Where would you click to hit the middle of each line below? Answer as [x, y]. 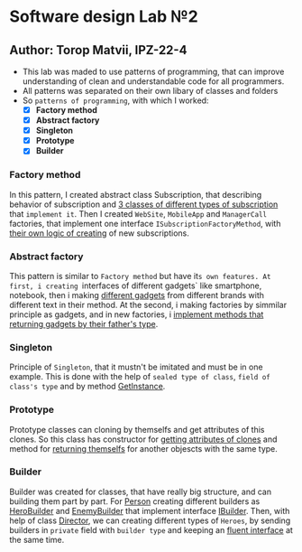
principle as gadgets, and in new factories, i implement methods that [137, 314]
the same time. [37, 539]
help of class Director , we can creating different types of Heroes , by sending [150, 520]
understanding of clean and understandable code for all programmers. [153, 81]
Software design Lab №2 [104, 17]
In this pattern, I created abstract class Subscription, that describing [136, 194]
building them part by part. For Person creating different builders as [135, 501]
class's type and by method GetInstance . [87, 387]
